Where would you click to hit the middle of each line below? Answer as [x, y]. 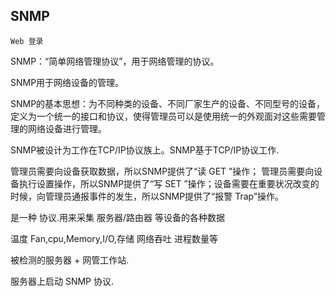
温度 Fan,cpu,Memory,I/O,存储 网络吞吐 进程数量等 [114, 238]
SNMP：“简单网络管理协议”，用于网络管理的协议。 [115, 61]
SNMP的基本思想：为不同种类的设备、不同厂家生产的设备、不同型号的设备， [168, 103]
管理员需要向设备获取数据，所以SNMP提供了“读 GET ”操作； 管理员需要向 [162, 171]
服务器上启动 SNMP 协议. [62, 281]
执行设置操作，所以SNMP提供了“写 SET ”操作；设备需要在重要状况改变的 [169, 183]
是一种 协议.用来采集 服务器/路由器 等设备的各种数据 [117, 217]
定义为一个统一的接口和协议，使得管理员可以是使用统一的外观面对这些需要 [163, 116]
